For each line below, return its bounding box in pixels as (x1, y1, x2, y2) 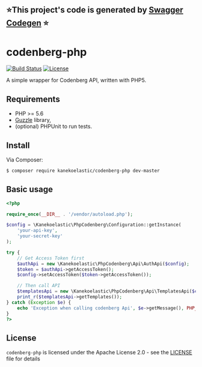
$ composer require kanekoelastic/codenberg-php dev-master (6, 168, 161, 174)
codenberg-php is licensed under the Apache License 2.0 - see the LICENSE (6, 349, 192, 356)
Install (6, 140, 30, 150)
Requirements (6, 94, 60, 104)
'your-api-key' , (17, 228, 58, 234)
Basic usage (6, 184, 53, 195)
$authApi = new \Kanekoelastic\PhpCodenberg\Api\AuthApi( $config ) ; (17, 261, 189, 267)
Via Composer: (6, 156, 43, 163)
